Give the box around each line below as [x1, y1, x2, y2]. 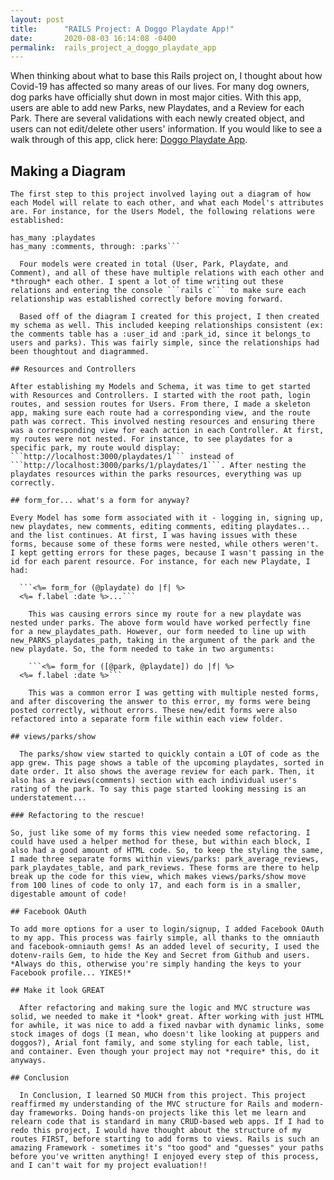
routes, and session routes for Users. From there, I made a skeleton [10, 399, 311, 410]
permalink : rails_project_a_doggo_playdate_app [10, 42, 217, 53]
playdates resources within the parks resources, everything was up [10, 469, 302, 480]
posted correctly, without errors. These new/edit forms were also [10, 706, 298, 716]
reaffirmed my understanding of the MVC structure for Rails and [10, 1099, 288, 1110]
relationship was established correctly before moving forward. [10, 294, 284, 305]
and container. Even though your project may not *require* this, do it [10, 1047, 320, 1057]
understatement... [10, 793, 87, 803]
